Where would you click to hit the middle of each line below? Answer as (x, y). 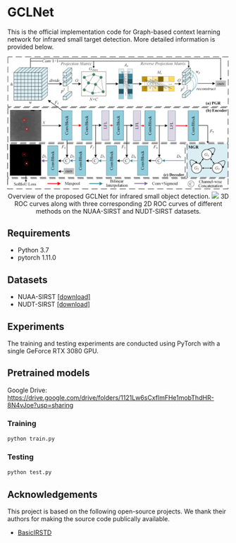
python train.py (31, 439)
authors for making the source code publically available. (89, 519)
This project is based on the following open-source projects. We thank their (117, 511)
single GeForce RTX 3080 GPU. (53, 351)
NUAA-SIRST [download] (54, 297)
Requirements (39, 233)
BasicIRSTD (35, 532)
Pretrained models (49, 373)
